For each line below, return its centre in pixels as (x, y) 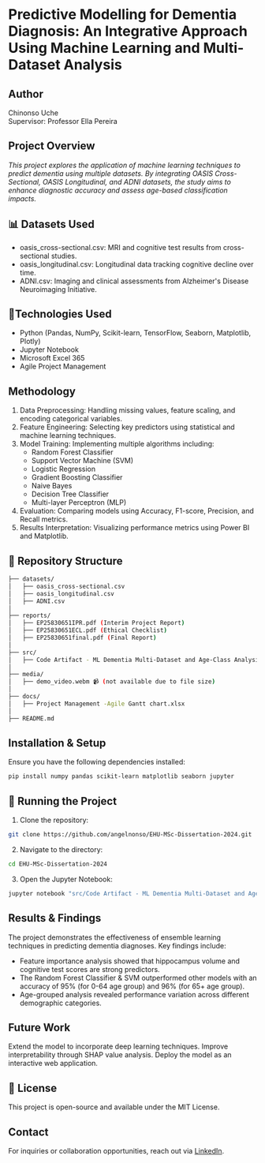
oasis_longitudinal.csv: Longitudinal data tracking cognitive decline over (136, 264)
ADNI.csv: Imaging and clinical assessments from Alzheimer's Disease (134, 281)
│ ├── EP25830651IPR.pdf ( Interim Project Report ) (97, 623)
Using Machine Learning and (104, 48)
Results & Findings (55, 918)
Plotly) (30, 342)
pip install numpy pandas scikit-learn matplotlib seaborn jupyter (121, 776)
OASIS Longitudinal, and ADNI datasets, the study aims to (136, 181)
